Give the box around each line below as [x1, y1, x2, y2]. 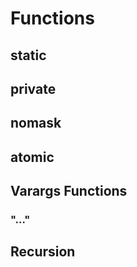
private [10, 80, 57, 97]
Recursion [10, 243, 76, 261]
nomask [10, 115, 62, 132]
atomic [10, 148, 55, 166]
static [10, 47, 47, 64]
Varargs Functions [10, 183, 128, 200]
